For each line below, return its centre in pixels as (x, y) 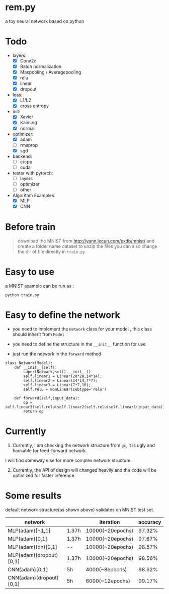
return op (33, 411)
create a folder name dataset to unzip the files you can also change (87, 246)
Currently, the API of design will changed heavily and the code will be (84, 470)
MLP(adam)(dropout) (33, 555)
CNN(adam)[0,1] (28, 569)
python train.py (22, 295)
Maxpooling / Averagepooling (51, 72)
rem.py (21, 7)
